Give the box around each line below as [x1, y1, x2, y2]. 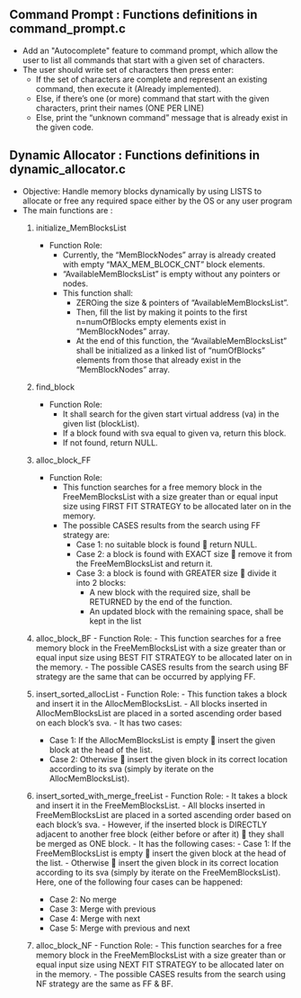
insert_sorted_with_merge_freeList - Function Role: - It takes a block [35, 790, 288, 801]
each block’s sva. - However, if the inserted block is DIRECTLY [35, 819, 268, 830]
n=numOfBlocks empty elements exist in [75, 316, 226, 327]
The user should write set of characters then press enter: [22, 64, 235, 75]
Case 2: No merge [49, 894, 117, 904]
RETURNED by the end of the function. [89, 596, 233, 607]
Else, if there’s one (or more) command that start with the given [35, 93, 270, 103]
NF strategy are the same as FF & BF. [35, 978, 173, 989]
